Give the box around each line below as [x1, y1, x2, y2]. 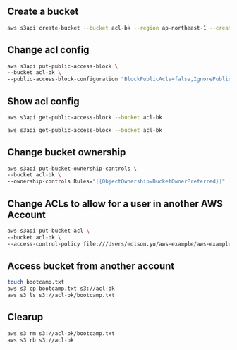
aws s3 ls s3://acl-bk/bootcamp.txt [7, 292, 115, 299]
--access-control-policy [7, 240, 80, 248]
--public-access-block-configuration [7, 76, 119, 83]
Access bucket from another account [7, 260, 175, 272]
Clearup [7, 311, 44, 323]
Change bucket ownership [7, 146, 126, 158]
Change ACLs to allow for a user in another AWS [7, 198, 224, 210]
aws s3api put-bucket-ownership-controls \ [7, 165, 138, 172]
